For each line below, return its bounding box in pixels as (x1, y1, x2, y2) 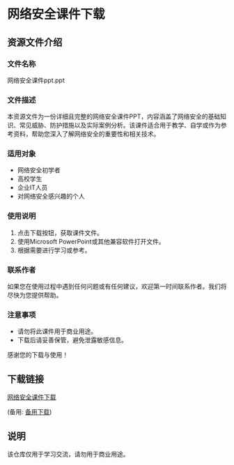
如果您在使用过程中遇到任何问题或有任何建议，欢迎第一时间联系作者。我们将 (7, 282, 227, 291)
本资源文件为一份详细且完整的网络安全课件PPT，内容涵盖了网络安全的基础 (7, 112, 221, 121)
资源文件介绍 (7, 36, 63, 48)
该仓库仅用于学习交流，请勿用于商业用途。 (7, 450, 130, 458)
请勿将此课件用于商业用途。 (17, 327, 97, 335)
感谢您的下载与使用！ (7, 351, 68, 359)
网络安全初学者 (17, 166, 61, 174)
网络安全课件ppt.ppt (7, 76, 65, 84)
